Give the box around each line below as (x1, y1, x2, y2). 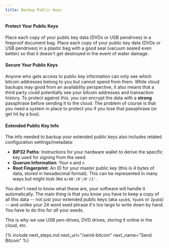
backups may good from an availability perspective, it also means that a (5, 84, 155, 90)
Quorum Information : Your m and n (12, 160, 85, 166)
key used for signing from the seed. (12, 154, 87, 160)
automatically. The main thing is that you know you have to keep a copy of (5, 191, 159, 197)
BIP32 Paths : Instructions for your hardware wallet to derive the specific (12, 149, 163, 155)
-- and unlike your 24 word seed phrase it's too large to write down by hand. (5, 202, 164, 208)
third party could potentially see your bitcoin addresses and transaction (5, 90, 154, 96)
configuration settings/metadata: (5, 139, 74, 145)
